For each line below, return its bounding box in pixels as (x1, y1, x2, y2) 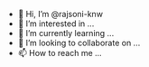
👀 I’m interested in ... (17, 18, 95, 29)
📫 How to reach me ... (17, 48, 102, 58)
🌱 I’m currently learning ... (17, 28, 115, 38)
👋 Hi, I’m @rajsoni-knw (17, 9, 104, 19)
